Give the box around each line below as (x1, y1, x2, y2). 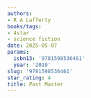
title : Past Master (7, 81, 64, 88)
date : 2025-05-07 (7, 42, 58, 49)
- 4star (7, 29, 30, 37)
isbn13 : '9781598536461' (13, 55, 85, 62)
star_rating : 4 (7, 74, 51, 81)
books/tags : (7, 23, 42, 30)
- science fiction (7, 36, 60, 43)
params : (7, 49, 30, 56)
